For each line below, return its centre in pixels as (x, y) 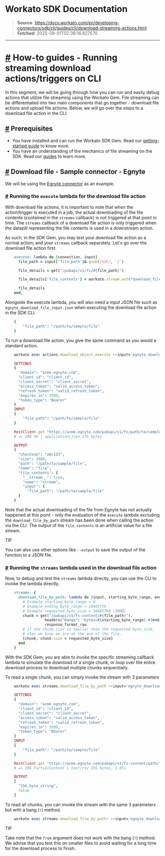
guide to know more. (49, 146)
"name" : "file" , (35, 468)
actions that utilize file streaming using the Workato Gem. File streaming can (82, 98)
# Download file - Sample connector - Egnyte (75, 172)
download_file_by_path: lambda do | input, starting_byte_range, (85, 597)
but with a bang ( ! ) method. (33, 810)
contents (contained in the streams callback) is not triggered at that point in (81, 217)
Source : (25, 23)
